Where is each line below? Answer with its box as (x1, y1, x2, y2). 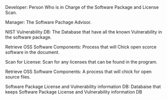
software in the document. (5, 49, 60, 55)
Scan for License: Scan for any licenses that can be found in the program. (5, 59, 158, 64)
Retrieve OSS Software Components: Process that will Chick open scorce (5, 44, 157, 49)
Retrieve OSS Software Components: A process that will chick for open (5, 68, 152, 74)
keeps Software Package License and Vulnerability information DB (5, 89, 142, 94)
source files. (5, 74, 31, 79)
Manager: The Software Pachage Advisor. (5, 19, 92, 25)
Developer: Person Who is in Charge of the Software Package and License (5, 4, 159, 10)
